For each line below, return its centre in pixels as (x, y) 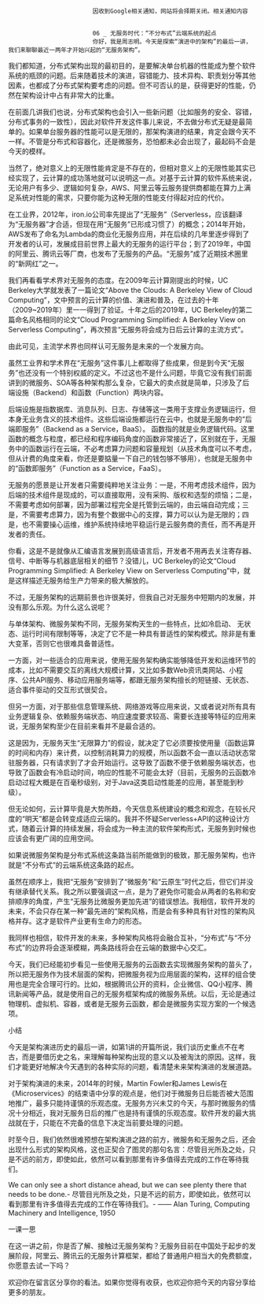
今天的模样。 (29, 151)
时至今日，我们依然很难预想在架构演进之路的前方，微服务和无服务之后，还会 (132, 1139)
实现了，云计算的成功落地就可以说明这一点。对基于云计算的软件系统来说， (135, 178)
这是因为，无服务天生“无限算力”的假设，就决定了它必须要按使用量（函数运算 (132, 743)
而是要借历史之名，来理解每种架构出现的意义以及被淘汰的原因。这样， (135, 1057)
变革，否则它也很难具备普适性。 (66, 643)
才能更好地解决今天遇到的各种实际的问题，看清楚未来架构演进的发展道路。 (135, 1067)
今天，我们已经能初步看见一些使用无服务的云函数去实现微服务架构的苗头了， (132, 964)
